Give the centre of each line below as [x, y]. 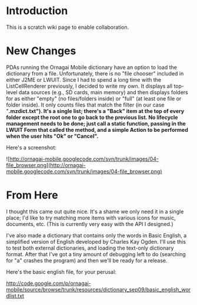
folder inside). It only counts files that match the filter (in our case [85, 105]
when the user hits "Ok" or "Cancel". [52, 136]
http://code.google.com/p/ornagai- [49, 283]
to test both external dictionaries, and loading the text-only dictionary [90, 248]
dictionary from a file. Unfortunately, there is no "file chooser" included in [95, 73]
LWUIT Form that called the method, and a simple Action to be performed [97, 130]
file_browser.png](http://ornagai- [46, 165]
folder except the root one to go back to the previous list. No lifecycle [92, 117]
